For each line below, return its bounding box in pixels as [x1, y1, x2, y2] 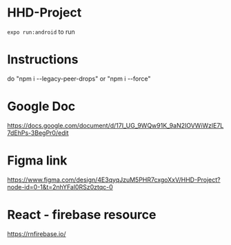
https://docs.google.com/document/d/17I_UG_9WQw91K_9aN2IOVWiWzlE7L [7, 121, 224, 129]
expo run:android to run [7, 28, 76, 36]
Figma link [7, 153, 68, 168]
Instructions [7, 52, 79, 67]
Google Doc [7, 98, 76, 114]
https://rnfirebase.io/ [7, 229, 67, 238]
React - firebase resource [7, 206, 157, 222]
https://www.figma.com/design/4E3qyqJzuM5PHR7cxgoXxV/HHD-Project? [7, 175, 221, 184]
